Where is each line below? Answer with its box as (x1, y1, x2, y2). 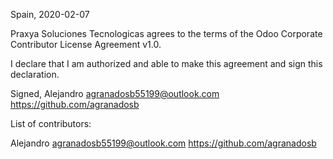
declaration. (10, 69, 60, 80)
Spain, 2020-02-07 (10, 9, 90, 20)
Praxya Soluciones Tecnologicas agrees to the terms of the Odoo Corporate (10, 28, 323, 39)
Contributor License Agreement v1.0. (10, 39, 162, 50)
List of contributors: (10, 118, 92, 129)
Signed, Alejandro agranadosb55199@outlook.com (10, 88, 220, 99)
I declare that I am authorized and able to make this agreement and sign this (10, 58, 323, 69)
